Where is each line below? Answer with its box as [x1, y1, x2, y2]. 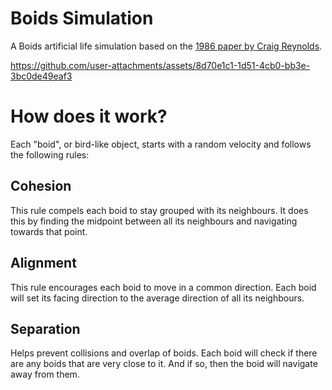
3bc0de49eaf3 [10, 70, 73, 82]
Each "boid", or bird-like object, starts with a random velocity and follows [10, 138, 312, 150]
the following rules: [10, 148, 90, 161]
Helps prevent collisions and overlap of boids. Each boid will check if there [10, 347, 318, 359]
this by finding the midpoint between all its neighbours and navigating [10, 215, 298, 227]
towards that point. [10, 225, 88, 237]
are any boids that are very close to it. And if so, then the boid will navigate [10, 358, 318, 370]
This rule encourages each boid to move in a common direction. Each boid [10, 281, 317, 293]
